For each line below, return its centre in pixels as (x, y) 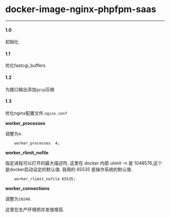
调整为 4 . (14, 134)
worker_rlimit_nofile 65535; (45, 179)
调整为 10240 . (18, 199)
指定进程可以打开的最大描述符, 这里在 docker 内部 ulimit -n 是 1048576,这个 (84, 163)
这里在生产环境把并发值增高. (35, 209)
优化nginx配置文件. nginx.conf (36, 113)
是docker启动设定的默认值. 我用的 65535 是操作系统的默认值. (69, 169)
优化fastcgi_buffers (25, 66)
